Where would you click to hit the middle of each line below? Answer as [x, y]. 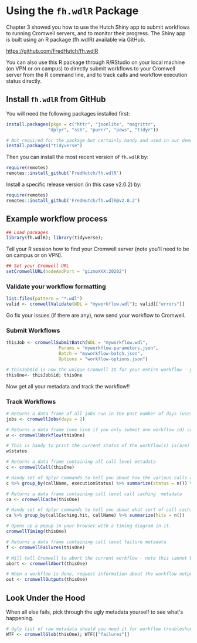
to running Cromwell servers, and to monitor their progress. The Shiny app [96, 33]
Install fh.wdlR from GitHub [56, 99]
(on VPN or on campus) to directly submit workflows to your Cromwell [91, 68]
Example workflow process [57, 219]
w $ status [17, 451]
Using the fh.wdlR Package [72, 11]
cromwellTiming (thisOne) [36, 532]
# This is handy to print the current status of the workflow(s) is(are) [98, 446]
